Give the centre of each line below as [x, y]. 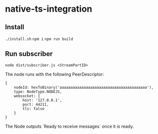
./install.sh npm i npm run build [39, 39]
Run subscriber [29, 54]
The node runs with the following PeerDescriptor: [55, 74]
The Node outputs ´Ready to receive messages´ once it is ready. [69, 126]
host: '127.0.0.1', [42, 100]
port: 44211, [36, 104]
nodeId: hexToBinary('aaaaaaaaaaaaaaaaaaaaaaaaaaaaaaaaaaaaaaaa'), [84, 87]
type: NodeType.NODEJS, [38, 92]
